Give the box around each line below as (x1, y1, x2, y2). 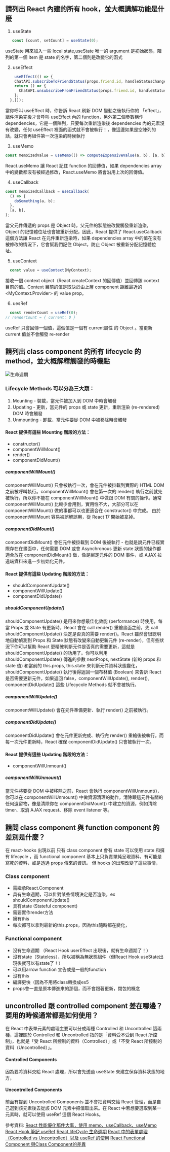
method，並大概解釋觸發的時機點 (5, 357, 110, 365)
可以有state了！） (26, 960, 63, 966)
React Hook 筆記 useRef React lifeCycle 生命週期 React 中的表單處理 (5, 1128, 148, 1134)
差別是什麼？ (5, 833, 46, 841)
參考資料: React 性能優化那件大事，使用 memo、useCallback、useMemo (5, 1122, 157, 1128)
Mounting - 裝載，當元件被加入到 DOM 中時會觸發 (12, 397, 117, 403)
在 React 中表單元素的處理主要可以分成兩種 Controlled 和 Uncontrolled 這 (5, 1026, 158, 1032)
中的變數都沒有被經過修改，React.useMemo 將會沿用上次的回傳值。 (5, 169, 147, 175)
